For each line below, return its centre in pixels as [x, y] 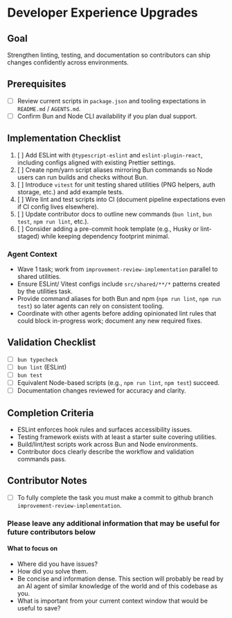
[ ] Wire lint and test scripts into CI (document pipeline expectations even [121, 199]
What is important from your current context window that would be [112, 601]
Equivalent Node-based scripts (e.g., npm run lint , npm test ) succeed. [118, 383]
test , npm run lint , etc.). [53, 221]
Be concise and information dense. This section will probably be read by [120, 578]
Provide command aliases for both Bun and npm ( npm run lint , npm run [119, 299]
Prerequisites [37, 84]
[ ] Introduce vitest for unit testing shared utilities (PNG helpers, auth [116, 184]
